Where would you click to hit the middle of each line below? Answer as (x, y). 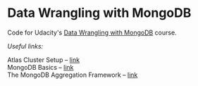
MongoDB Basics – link (41, 67)
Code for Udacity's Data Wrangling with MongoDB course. (92, 32)
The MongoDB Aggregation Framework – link (73, 75)
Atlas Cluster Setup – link (43, 60)
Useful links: (25, 46)
